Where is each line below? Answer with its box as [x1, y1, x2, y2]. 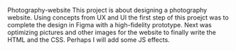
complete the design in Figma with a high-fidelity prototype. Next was [7, 21, 212, 29]
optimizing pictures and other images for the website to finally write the [7, 28, 217, 36]
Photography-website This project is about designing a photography [7, 6, 208, 14]
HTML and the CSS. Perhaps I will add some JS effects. [7, 36, 171, 44]
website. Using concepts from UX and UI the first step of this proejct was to [7, 13, 229, 22]
